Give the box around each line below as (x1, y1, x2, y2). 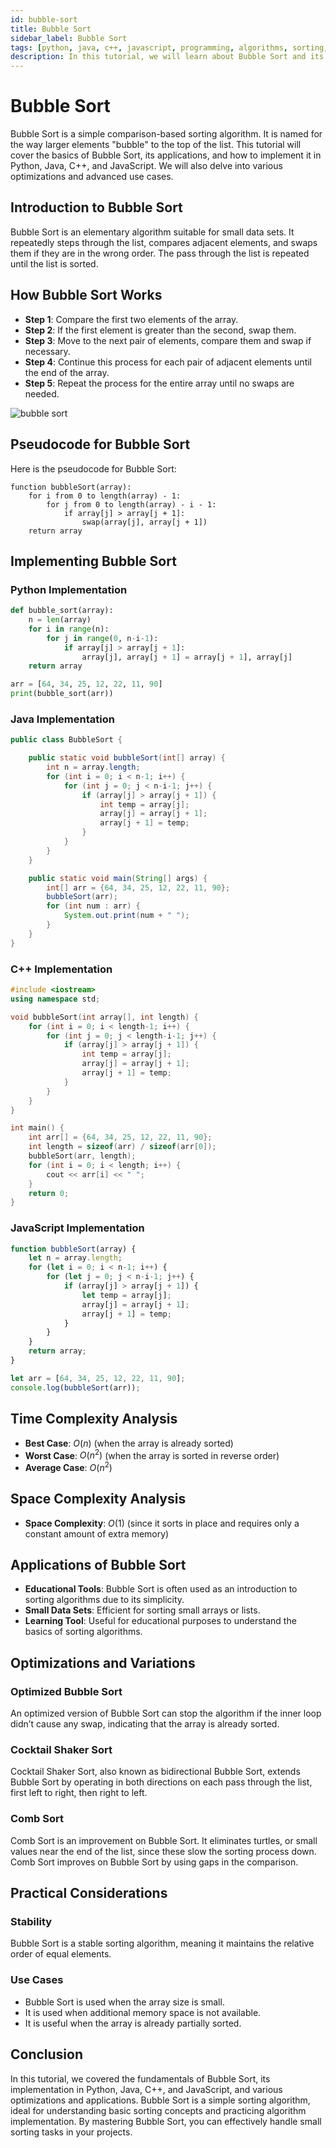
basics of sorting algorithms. (24, 1626, 143, 1638)
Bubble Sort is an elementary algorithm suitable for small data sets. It (10, 226, 295, 238)
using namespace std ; (10, 994, 101, 1004)
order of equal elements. (10, 1948, 112, 1960)
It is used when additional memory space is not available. (24, 2006, 262, 2018)
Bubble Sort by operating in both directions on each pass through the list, (10, 1776, 313, 1788)
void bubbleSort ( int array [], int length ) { (10, 1012, 199, 1022)
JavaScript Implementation (10, 1221, 145, 1235)
